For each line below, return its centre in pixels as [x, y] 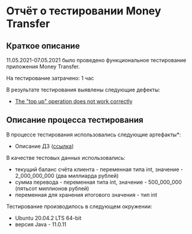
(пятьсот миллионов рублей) [52, 188]
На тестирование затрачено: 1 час [50, 78]
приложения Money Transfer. [43, 66]
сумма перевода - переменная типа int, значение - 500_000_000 [98, 182]
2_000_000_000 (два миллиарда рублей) [67, 175]
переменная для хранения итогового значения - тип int [86, 195]
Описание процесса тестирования [75, 120]
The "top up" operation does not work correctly [74, 101]
